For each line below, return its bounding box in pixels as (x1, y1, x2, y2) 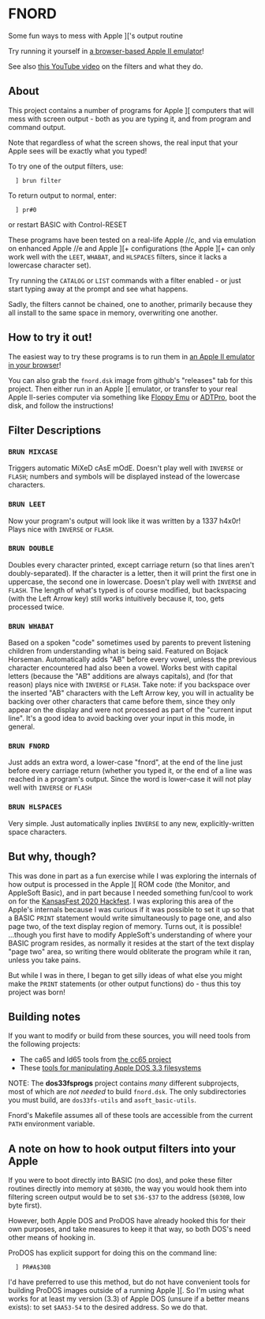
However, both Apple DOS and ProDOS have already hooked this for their (8, 1216, 246, 1226)
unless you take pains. (8, 955, 81, 965)
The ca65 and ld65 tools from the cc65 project (19, 1055, 172, 1064)
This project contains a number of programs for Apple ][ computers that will (8, 105, 255, 115)
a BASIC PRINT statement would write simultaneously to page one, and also (8, 913, 252, 923)
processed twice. (8, 602, 65, 612)
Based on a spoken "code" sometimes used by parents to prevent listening (8, 638, 251, 647)
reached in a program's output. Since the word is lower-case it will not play (8, 775, 252, 784)
